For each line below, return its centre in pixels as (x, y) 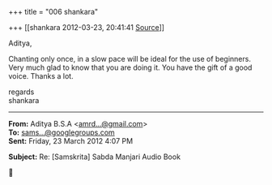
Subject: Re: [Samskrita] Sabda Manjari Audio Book (94, 157)
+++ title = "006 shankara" (53, 12)
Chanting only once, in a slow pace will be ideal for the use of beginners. (130, 59)
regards (21, 92)
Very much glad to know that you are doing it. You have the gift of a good (130, 67)
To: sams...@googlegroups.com (62, 132)
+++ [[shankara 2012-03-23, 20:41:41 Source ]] (86, 27)
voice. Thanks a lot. (41, 76)
